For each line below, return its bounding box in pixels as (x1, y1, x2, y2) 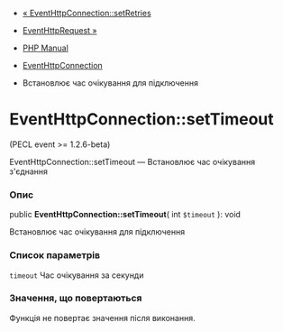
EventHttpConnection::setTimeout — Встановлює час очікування (9, 156, 255, 167)
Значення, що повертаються (9, 292, 142, 305)
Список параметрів (9, 249, 101, 262)
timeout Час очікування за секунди (9, 270, 144, 281)
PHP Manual (22, 42, 69, 53)
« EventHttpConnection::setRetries (22, 8, 151, 18)
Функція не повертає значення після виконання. (9, 312, 196, 323)
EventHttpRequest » (22, 25, 97, 35)
